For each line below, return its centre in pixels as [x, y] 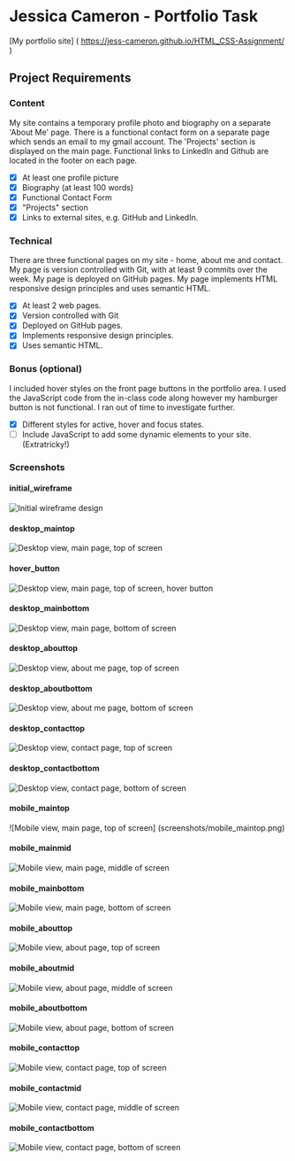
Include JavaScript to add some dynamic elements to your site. [136, 434]
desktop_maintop [42, 528]
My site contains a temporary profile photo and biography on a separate [140, 122]
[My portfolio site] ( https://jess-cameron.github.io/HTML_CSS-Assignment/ [147, 41]
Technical [31, 241]
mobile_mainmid [41, 848]
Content [27, 104]
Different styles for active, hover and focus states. [113, 424]
